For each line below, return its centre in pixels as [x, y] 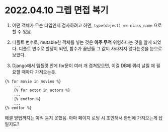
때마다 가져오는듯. [39, 72]
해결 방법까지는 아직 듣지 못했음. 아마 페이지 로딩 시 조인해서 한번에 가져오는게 [81, 118]
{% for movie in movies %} [33, 81]
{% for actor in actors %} [42, 90]
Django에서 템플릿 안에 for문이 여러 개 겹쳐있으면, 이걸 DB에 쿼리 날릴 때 [83, 65]
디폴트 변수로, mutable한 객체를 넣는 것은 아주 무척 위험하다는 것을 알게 [82, 42]
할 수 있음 [21, 31]
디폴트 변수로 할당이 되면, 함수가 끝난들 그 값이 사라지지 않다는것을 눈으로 [91, 48]
